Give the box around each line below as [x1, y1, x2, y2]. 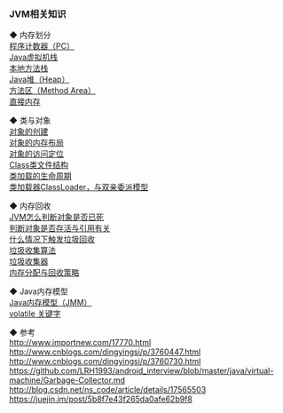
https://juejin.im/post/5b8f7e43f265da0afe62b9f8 [9, 393, 193, 405]
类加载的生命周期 [9, 171, 72, 181]
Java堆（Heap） [9, 74, 70, 85]
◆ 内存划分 [9, 29, 51, 41]
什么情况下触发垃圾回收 [9, 234, 95, 245]
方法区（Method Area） [9, 85, 96, 96]
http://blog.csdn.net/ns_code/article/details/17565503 [9, 385, 207, 395]
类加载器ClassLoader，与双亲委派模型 [9, 182, 149, 193]
